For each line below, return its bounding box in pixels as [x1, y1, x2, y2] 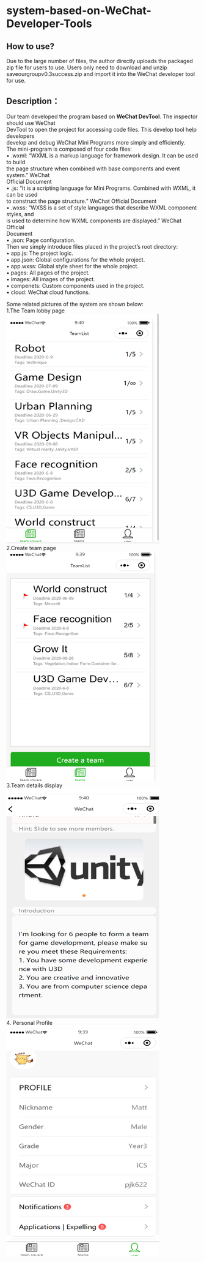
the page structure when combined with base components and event [6, 165, 180, 172]
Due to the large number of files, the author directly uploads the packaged [6, 58, 194, 64]
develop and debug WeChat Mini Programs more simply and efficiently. [6, 138, 186, 146]
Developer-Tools [6, 17, 92, 31]
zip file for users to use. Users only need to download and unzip [6, 64, 168, 71]
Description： [6, 96, 60, 107]
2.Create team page [6, 544, 57, 551]
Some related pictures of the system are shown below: [6, 300, 144, 308]
